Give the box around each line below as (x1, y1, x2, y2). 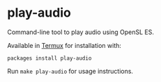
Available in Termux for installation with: (7, 41, 122, 49)
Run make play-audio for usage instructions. (7, 67, 134, 75)
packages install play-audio (7, 54, 92, 62)
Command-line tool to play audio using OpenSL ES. (7, 28, 155, 36)
